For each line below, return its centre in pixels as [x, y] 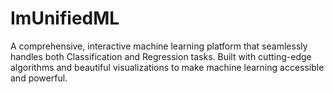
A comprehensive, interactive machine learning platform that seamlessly [159, 46]
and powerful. [39, 78]
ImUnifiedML [65, 18]
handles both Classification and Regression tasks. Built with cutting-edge [161, 56]
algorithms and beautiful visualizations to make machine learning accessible [167, 67]
